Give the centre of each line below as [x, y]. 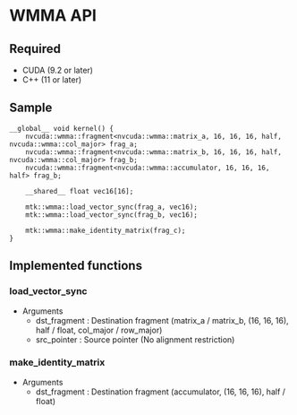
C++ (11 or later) [52, 80]
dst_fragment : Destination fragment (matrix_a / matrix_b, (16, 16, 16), [162, 320]
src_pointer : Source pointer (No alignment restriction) [135, 339]
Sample [31, 108]
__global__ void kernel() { [62, 128]
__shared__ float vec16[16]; [80, 191]
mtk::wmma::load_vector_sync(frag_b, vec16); [112, 215]
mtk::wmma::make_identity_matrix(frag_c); [106, 230]
